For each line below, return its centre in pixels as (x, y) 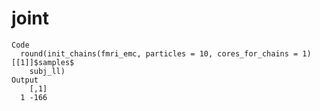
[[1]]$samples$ (43, 62)
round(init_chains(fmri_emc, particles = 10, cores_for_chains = (159, 53)
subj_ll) (47, 71)
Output (25, 80)
